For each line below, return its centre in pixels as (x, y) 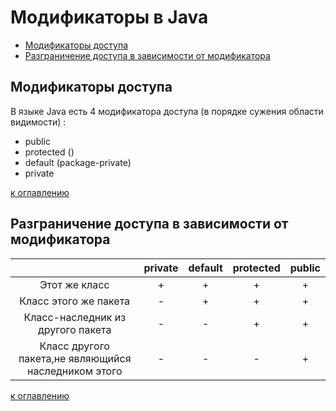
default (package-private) (78, 162)
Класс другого (74, 346)
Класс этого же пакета (75, 301)
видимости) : (38, 122)
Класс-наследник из (75, 317)
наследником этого (74, 371)
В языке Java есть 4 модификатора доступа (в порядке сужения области (167, 111)
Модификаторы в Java (109, 17)
